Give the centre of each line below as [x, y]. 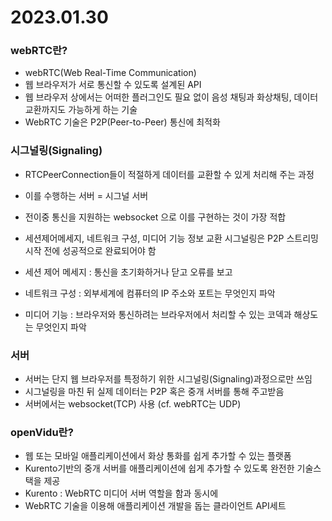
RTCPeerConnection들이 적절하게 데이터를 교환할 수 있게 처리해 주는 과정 [169, 174]
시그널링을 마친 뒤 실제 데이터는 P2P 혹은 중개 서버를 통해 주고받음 [154, 392]
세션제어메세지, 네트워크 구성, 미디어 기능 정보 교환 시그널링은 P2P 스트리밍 [171, 238]
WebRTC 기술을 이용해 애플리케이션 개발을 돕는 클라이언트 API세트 [155, 506]
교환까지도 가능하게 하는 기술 [81, 110]
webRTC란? [39, 51]
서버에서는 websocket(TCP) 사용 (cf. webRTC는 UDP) [133, 404]
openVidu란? [42, 432]
